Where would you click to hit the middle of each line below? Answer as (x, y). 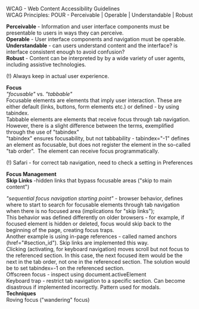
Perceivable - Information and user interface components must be (88, 27)
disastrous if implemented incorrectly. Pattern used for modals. (83, 287)
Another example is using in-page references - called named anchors (91, 236)
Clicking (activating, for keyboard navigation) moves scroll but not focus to (98, 249)
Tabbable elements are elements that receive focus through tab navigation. (98, 119)
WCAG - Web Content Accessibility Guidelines (63, 9)
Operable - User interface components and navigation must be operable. (96, 39)
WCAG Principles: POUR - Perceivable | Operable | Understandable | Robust (99, 15)
